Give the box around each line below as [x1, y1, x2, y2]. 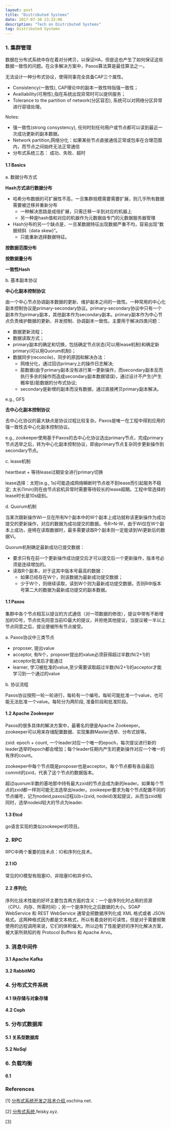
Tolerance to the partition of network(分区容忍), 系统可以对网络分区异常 [12, 97, 163, 103]
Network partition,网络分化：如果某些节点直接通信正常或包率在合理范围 [12, 137, 162, 143]
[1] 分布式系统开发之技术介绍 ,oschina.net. [5, 1098, 93, 1104]
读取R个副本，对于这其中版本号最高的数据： [12, 567, 105, 573]
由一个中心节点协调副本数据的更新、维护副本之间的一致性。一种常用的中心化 [5, 298, 166, 305]
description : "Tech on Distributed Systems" [5, 21, 101, 27]
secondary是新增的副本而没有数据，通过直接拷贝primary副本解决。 [20, 385, 162, 392]
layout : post [5, 7, 33, 13]
